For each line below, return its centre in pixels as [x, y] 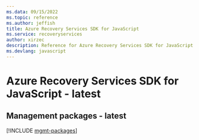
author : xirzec [25, 40]
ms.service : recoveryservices [44, 34]
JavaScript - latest [54, 94]
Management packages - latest [67, 116]
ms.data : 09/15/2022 [32, 12]
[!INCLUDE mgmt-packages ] [42, 130]
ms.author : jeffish [31, 23]
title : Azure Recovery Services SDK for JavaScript [73, 29]
